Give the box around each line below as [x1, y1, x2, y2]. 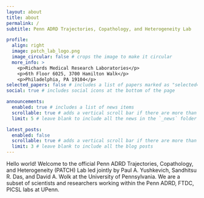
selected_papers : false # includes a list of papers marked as [6, 82, 170, 88]
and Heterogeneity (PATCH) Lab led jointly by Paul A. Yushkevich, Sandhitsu [6, 166, 197, 174]
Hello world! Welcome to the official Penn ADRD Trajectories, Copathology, [6, 160, 194, 167]
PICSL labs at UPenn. [6, 186, 59, 193]
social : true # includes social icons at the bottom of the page [6, 87, 175, 94]
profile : [6, 37, 29, 43]
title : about [6, 15, 39, 21]
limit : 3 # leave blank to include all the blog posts [12, 143, 154, 149]
